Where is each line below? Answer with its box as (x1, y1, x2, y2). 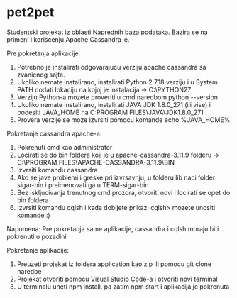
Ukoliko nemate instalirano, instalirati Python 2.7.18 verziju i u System (16, 77, 218, 86)
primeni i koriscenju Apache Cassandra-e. (6, 35, 130, 43)
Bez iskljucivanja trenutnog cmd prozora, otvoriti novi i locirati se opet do (16, 188, 231, 197)
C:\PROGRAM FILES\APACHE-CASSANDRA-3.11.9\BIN (16, 158, 175, 167)
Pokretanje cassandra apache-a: (6, 129, 102, 138)
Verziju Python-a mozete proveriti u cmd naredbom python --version (16, 93, 218, 101)
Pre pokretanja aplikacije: (6, 49, 81, 57)
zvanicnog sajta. (16, 70, 65, 79)
